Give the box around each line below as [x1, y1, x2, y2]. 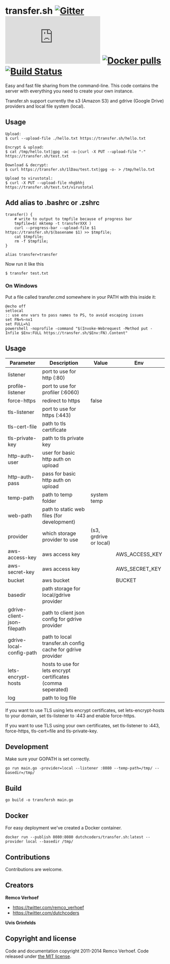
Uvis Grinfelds [5, 919, 36, 925]
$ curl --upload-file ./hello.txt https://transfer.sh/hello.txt [5, 136, 146, 141]
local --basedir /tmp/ [25, 839, 73, 844]
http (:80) [42, 374, 65, 381]
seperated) [42, 686, 69, 693]
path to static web [42, 505, 85, 512]
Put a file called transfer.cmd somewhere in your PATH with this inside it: [5, 294, 156, 300]
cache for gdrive [42, 646, 82, 653]
